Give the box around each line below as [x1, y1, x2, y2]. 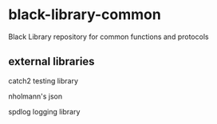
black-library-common [8, 6, 161, 24]
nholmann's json [8, 91, 62, 101]
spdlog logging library [8, 107, 81, 116]
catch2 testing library [8, 76, 78, 85]
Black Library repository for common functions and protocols [8, 32, 209, 41]
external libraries [8, 55, 95, 68]
